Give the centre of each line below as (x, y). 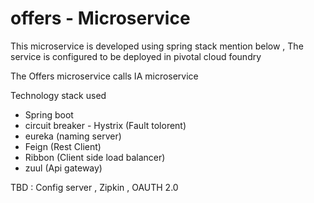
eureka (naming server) (73, 136)
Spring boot (49, 114)
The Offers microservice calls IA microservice (104, 76)
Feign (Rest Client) (63, 146)
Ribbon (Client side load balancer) (95, 157)
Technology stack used (58, 95)
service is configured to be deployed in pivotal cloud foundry (136, 56)
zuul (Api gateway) (63, 168)
